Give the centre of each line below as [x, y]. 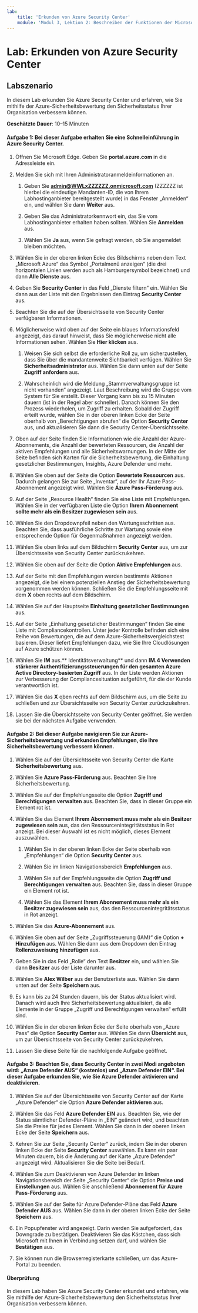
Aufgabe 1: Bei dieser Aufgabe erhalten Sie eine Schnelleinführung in [93, 137]
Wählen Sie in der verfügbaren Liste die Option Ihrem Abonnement [97, 505]
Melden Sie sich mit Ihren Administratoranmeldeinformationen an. [95, 174]
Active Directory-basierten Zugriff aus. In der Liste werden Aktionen [99, 672]
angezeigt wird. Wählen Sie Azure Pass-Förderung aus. [116, 488]
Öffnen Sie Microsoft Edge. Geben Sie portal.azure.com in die [91, 157]
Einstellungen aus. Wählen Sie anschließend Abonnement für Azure [99, 1186]
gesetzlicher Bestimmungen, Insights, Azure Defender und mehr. [93, 463]
